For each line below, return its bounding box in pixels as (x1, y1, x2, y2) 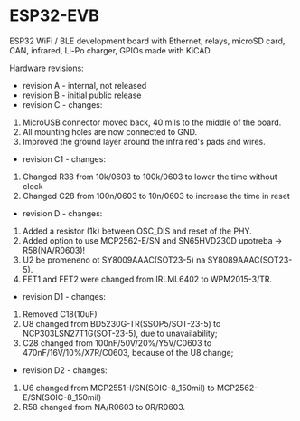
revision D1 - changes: (22, 291, 107, 301)
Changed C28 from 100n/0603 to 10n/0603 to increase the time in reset (22, 190, 291, 201)
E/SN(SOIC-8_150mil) (22, 391, 102, 403)
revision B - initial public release (22, 90, 142, 100)
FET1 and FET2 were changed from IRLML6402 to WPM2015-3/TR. (22, 273, 273, 284)
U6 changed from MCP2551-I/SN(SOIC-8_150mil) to (22, 382, 215, 393)
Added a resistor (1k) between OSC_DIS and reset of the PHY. (22, 225, 253, 236)
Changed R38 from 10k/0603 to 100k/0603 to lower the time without (22, 171, 277, 182)
